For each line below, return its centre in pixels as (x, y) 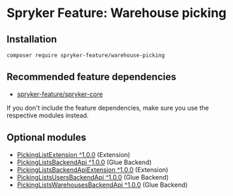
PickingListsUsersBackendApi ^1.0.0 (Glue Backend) (92, 177)
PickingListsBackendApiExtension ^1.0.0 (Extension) (92, 169)
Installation (32, 39)
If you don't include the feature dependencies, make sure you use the (108, 108)
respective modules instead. (48, 115)
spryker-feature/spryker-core (60, 94)
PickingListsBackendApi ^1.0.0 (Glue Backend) (84, 162)
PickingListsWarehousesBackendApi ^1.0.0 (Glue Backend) (102, 185)
